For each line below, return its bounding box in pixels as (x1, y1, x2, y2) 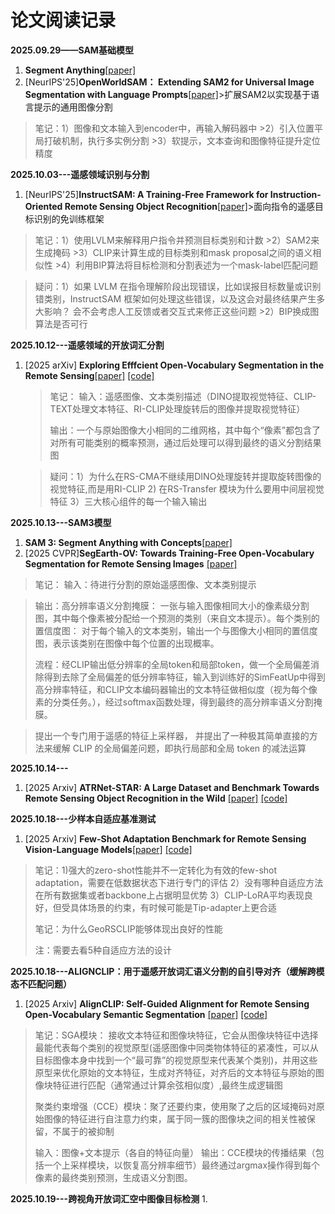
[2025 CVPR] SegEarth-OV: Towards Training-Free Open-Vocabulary (24, 547, 315, 559)
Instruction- (269, 188, 322, 200)
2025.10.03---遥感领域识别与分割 (10, 168, 150, 180)
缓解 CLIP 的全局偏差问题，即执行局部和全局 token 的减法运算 (52, 742, 307, 754)
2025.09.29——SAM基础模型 (10, 44, 134, 56)
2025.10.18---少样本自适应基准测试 (10, 812, 157, 825)
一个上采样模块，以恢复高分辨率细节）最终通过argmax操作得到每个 (43, 1159, 321, 1171)
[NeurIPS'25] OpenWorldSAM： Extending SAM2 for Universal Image (24, 76, 315, 88)
